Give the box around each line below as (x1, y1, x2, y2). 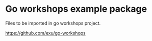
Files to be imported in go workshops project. (5, 20, 101, 26)
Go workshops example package (5, 3, 147, 15)
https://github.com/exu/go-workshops (5, 30, 86, 36)
